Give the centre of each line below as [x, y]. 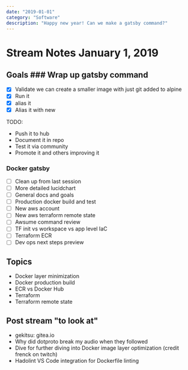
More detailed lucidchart [45, 188]
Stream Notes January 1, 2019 [83, 53]
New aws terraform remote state [55, 215]
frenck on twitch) [36, 354]
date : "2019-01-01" [31, 12]
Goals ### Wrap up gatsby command [77, 75]
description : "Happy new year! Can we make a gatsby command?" [87, 23]
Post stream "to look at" [52, 320]
